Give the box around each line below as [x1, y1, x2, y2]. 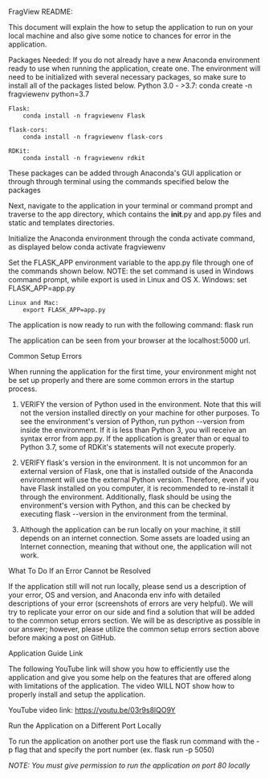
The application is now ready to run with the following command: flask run [8, 320, 254, 329]
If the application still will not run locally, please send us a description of [8, 582, 247, 591]
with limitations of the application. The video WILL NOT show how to [8, 681, 235, 690]
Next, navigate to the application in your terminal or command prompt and [8, 201, 253, 210]
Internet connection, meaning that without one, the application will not [19, 542, 252, 551]
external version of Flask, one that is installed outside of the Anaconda [19, 467, 254, 475]
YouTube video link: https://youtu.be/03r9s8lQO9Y [8, 706, 176, 714]
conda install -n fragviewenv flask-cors [22, 133, 163, 141]
